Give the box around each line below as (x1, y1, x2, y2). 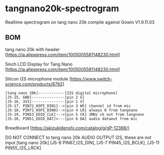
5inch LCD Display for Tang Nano (5, 61, 73, 67)
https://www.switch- (70, 76, 113, 81)
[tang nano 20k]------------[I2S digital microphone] (5, 90, 118, 96)
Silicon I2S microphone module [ (5, 76, 71, 81)
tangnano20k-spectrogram (5, 3, 119, 14)
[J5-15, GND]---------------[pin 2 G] (5, 95, 85, 100)
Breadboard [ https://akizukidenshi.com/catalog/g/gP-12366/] (5, 125, 130, 130)
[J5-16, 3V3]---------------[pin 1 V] (5, 99, 85, 104)
